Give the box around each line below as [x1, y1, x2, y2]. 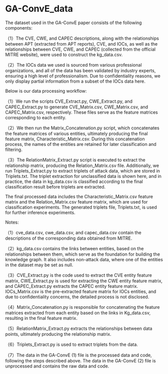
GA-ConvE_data [5, 3, 73, 15]
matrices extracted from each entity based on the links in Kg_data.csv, [5, 309, 151, 316]
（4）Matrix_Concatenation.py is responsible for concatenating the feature [5, 304, 160, 310]
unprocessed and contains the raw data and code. [5, 363, 109, 369]
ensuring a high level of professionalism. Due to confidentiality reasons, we [5, 73, 160, 79]
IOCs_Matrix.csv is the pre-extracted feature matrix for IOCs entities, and [5, 288, 156, 294]
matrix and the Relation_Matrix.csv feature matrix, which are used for [5, 199, 148, 205]
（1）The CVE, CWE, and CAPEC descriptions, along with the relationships [5, 35, 159, 41]
